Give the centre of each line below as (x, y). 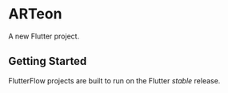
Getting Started (48, 61)
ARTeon (35, 14)
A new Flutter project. (44, 36)
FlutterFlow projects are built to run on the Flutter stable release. (114, 80)
